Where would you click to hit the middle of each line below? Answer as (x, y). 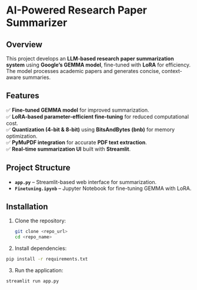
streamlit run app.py (33, 281)
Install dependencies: (41, 248)
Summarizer (37, 23)
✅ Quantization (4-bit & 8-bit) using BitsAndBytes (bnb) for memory (91, 129)
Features (23, 96)
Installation (27, 207)
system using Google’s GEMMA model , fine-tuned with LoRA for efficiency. (98, 65)
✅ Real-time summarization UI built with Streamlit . (69, 149)
